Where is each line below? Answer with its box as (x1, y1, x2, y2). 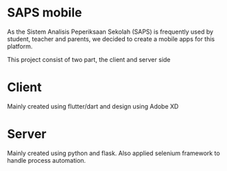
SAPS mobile (7, 5, 82, 21)
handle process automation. (7, 156, 86, 164)
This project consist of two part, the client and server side (7, 55, 171, 63)
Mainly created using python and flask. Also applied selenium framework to (7, 149, 221, 157)
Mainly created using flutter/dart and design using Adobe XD (7, 102, 179, 111)
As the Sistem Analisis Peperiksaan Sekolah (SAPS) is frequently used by (7, 27, 214, 36)
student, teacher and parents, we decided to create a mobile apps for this (7, 34, 215, 43)
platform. (7, 42, 33, 50)
